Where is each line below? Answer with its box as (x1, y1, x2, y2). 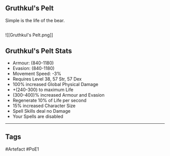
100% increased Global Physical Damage (12, 82, 99, 88)
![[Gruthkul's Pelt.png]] (5, 32, 53, 38)
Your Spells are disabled (12, 113, 63, 120)
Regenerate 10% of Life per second (12, 98, 87, 104)
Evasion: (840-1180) (12, 65, 55, 71)
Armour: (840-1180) (12, 60, 54, 66)
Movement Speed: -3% (12, 70, 62, 77)
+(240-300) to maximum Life (12, 87, 73, 93)
